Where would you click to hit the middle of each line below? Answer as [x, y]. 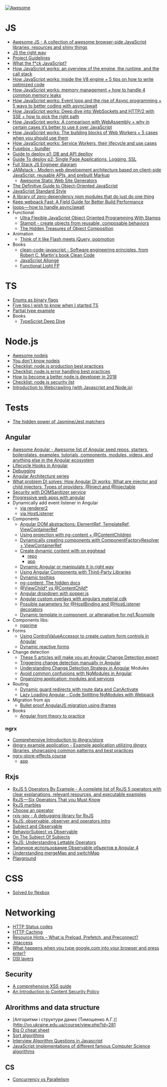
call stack [22, 74]
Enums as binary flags [35, 300]
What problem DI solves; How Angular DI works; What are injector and [85, 481]
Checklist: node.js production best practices [58, 366]
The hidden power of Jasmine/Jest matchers [58, 421]
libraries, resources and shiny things [50, 47]
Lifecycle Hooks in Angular [40, 465]
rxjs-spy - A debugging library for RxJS [53, 816]
